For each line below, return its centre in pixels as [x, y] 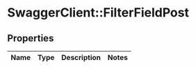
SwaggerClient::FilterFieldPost [98, 13]
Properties [31, 38]
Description [81, 58]
